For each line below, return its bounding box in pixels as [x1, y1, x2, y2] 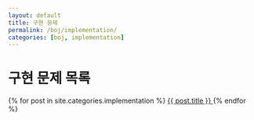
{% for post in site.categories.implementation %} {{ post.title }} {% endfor [8, 96, 246, 106]
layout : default [8, 11, 61, 20]
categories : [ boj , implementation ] [8, 33, 125, 42]
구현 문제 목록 [8, 70, 91, 87]
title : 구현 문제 [8, 19, 59, 27]
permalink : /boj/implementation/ [8, 26, 118, 34]
